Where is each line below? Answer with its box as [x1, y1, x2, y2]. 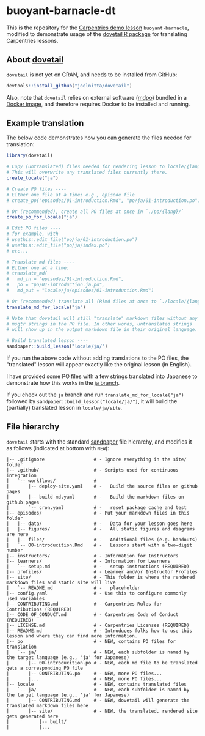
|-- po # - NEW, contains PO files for [6, 638, 176, 644]
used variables [6, 595, 45, 601]
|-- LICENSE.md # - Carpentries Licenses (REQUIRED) [6, 622, 190, 628]
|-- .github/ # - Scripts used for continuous [6, 467, 179, 473]
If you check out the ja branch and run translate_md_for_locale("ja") [6, 391, 184, 398]
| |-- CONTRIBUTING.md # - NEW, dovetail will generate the [6, 697, 190, 704]
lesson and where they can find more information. [6, 633, 138, 639]
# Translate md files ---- [6, 259, 75, 265]
